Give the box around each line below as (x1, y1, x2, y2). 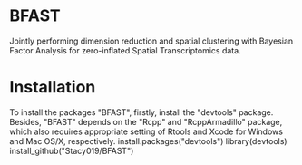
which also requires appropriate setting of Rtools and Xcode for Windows (9, 126, 284, 137)
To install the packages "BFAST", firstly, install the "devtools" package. (9, 106, 274, 118)
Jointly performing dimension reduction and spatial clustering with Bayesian (9, 35, 294, 46)
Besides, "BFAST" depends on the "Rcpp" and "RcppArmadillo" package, (9, 116, 283, 127)
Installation (9, 77, 96, 98)
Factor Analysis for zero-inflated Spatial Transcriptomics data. (9, 44, 242, 55)
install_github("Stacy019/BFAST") (9, 145, 134, 156)
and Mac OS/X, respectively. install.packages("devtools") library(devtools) (9, 135, 287, 146)
